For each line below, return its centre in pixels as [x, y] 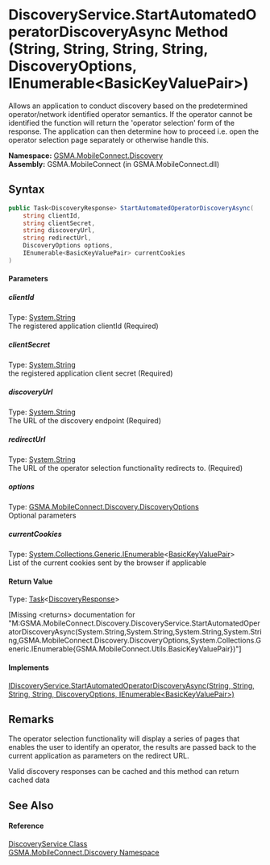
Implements [29, 667]
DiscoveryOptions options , [68, 246]
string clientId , [52, 215]
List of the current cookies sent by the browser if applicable [108, 563]
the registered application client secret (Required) [91, 373]
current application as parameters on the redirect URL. [99, 756]
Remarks [31, 719]
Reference [26, 826]
